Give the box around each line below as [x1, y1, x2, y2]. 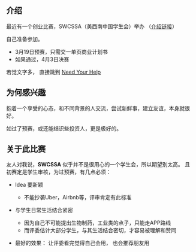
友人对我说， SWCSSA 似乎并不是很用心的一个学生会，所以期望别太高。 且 [6, 161, 191, 168]
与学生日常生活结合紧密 [14, 207, 73, 214]
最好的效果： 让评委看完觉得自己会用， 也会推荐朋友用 [14, 239, 150, 247]
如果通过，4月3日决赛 [14, 56, 70, 63]
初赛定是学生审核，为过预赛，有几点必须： [6, 168, 111, 175]
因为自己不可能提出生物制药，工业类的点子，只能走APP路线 [23, 219, 171, 226]
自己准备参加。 [6, 35, 43, 42]
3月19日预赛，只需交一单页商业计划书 [14, 48, 108, 55]
